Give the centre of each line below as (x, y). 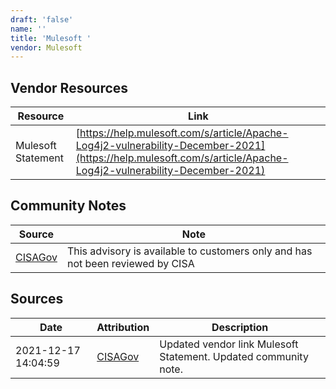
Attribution (123, 327)
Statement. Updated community (234, 356)
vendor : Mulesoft (46, 47)
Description (240, 327)
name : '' (28, 29)
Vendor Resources (69, 87)
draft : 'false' (42, 19)
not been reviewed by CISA (130, 263)
